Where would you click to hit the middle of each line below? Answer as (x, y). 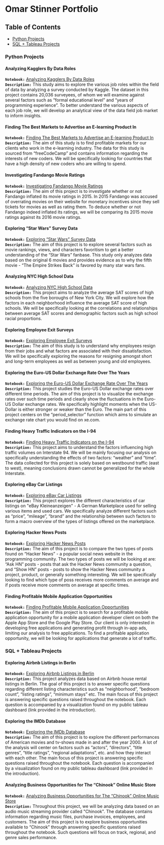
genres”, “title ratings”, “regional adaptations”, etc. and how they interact (78, 753)
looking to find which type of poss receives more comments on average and (82, 580)
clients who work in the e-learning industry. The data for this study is (75, 148)
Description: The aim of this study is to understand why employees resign (80, 346)
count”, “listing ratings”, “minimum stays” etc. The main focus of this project (82, 694)
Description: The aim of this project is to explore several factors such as (79, 244)
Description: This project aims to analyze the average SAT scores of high (80, 292)
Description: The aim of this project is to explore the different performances (82, 737)
